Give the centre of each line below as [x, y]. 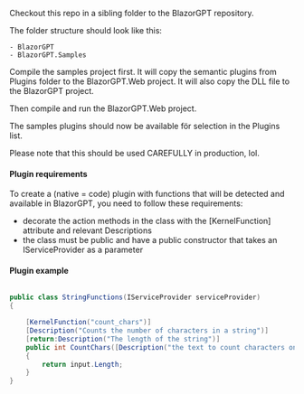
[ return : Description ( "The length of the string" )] [123, 339]
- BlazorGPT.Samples [48, 55]
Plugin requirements [48, 174]
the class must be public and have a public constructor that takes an [150, 240]
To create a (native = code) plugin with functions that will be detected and [147, 194]
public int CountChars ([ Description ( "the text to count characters [155, 347]
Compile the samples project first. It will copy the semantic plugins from [143, 72]
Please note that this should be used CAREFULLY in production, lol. [135, 153]
